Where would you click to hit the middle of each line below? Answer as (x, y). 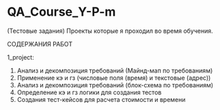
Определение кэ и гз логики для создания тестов (89, 92)
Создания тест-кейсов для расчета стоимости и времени (101, 99)
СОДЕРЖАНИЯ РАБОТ (40, 44)
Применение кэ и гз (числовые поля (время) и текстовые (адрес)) (114, 78)
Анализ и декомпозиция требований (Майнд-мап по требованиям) (115, 70)
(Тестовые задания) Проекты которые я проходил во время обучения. (110, 31)
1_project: (20, 57)
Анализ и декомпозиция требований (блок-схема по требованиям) (115, 85)
